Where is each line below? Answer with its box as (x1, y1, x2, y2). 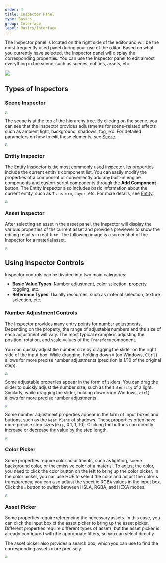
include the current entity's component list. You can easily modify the (5, 169, 147, 175)
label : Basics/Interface (5, 26, 56, 31)
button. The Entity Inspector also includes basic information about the (5, 185, 148, 191)
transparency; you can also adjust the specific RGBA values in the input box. (5, 479, 161, 485)
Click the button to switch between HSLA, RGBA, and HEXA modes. (5, 484, 146, 490)
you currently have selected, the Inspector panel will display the (5, 50, 136, 56)
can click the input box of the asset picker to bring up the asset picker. (5, 520, 149, 526)
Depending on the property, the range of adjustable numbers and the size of (5, 326, 161, 332)
